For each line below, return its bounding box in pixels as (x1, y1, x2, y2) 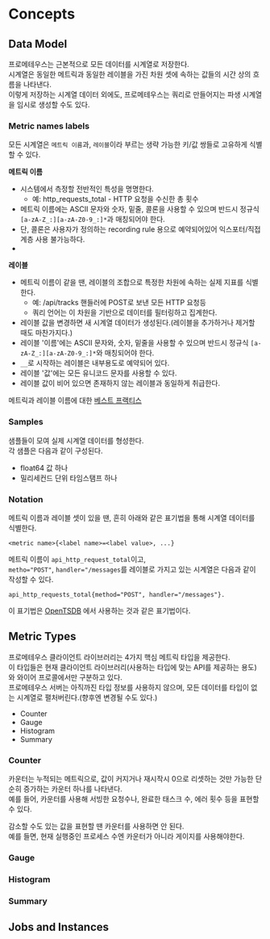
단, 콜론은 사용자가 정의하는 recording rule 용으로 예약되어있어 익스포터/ (19, 224, 248, 234)
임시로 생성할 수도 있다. (16, 100, 90, 109)
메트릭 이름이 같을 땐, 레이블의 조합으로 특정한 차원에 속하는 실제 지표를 (19, 278, 244, 287)
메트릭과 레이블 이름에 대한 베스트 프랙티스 (8, 396, 143, 405)
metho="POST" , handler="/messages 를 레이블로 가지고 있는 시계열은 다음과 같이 (8, 564, 256, 574)
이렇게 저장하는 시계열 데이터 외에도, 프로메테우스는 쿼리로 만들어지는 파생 (8, 90, 241, 99)
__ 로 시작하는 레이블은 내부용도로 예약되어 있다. (19, 358, 170, 368)
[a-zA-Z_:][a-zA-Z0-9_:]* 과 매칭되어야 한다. (19, 215, 165, 224)
